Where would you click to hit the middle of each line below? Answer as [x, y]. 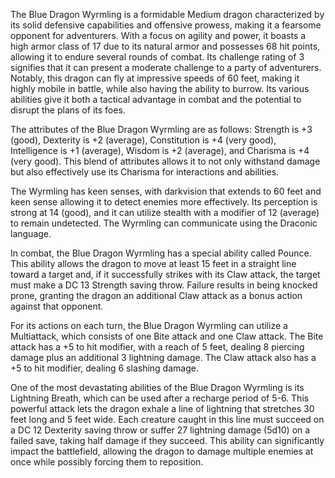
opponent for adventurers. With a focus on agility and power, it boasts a [158, 35]
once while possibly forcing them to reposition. [107, 462]
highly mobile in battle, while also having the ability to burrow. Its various [160, 88]
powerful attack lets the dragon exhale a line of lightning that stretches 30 [162, 408]
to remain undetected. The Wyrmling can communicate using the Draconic [164, 223]
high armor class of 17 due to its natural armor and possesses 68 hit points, [165, 46]
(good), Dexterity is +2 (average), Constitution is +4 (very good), [143, 140]
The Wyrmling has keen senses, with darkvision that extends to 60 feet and [166, 191]
